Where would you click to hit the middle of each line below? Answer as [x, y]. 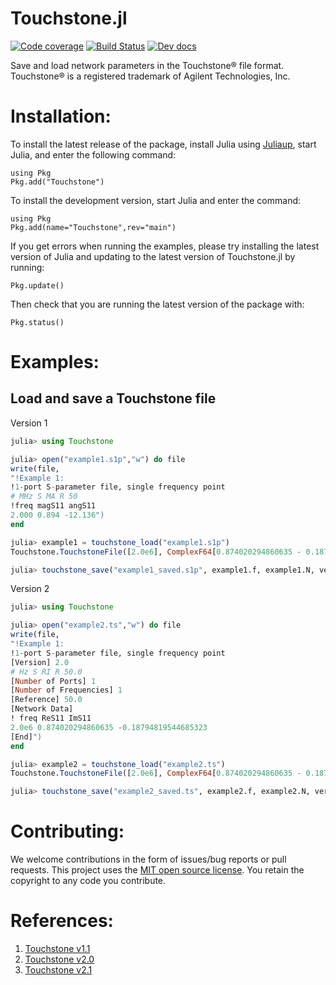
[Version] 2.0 [40, 662]
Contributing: [67, 831]
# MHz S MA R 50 [44, 497]
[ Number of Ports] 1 [53, 681]
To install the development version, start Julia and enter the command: [156, 200]
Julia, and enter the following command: [93, 154]
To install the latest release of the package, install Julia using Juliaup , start [163, 144]
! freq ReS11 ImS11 [51, 718]
